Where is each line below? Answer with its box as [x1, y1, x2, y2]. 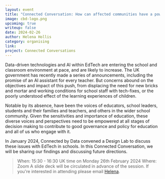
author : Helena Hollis [5, 35, 52, 40]
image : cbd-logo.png [5, 16, 48, 21]
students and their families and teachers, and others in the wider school [5, 107, 151, 113]
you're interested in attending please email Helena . [17, 168, 120, 174]
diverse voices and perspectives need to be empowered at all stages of [5, 118, 150, 124]
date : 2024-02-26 [5, 30, 41, 35]
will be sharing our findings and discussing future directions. [5, 148, 128, 154]
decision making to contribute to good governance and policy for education [5, 123, 158, 129]
